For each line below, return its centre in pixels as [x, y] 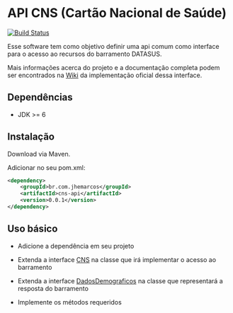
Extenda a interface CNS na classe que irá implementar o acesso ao [117, 259]
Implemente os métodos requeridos [69, 302]
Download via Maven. [39, 154]
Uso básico [33, 229]
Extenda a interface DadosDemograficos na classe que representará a [120, 280]
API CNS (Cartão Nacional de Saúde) [117, 13]
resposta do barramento [53, 288]
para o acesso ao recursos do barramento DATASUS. [85, 54]
